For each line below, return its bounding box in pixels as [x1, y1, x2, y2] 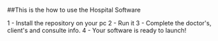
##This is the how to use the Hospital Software [7, 6, 141, 14]
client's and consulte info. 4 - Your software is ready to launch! [7, 27, 187, 34]
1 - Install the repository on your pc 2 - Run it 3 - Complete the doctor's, [7, 19, 212, 27]
